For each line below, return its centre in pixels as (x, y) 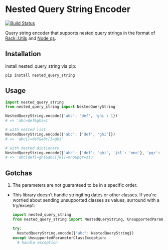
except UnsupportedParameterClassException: (60, 238)
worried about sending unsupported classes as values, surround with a (86, 200)
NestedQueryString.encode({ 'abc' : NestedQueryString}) (76, 233)
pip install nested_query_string (40, 75)
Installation (23, 54)
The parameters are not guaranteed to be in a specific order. (75, 185)
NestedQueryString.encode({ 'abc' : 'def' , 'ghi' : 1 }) (61, 116)
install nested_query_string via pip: (41, 66)
